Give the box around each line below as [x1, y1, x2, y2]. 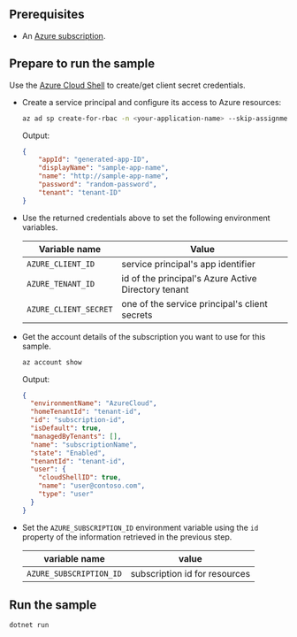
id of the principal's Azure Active [121, 272, 258, 284]
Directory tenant [121, 283, 189, 295]
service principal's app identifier [121, 257, 256, 270]
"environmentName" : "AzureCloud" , [30, 399, 157, 408]
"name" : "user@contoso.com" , [38, 481, 146, 490]
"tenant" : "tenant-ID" [38, 188, 122, 197]
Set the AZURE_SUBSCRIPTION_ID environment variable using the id [21, 522, 259, 533]
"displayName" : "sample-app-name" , [38, 164, 170, 173]
